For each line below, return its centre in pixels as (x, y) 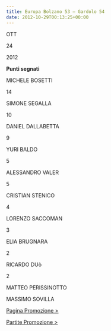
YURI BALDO (22, 149)
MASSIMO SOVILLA (30, 299)
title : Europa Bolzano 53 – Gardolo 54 (56, 12)
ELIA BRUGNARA (27, 241)
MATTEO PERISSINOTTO (37, 287)
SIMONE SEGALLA (29, 103)
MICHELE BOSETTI (29, 80)
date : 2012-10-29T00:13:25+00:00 (47, 17)
